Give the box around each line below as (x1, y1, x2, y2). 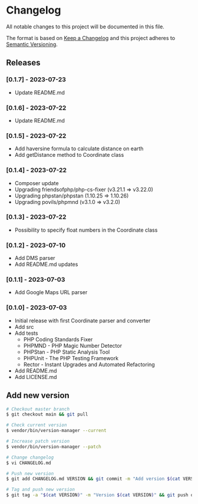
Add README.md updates (14, 261, 78, 268)
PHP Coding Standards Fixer (23, 335, 93, 342)
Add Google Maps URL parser (14, 289, 88, 296)
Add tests (14, 330, 38, 337)
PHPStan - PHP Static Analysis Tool (23, 348, 110, 355)
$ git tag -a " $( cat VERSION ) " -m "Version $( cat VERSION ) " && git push (6, 492, 189, 498)
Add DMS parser (14, 255, 55, 262)
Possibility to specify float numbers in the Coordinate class (14, 226, 158, 233)
